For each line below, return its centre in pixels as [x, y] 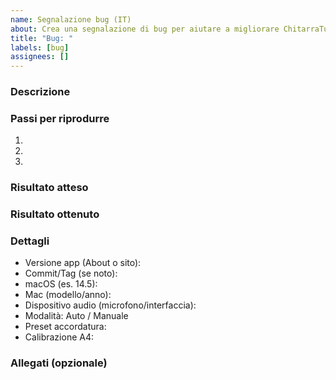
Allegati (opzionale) [59, 363]
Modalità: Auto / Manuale [76, 316]
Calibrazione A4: [59, 337]
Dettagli [30, 241]
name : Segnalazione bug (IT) [71, 19]
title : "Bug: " [42, 38]
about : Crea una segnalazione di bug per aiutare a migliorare [145, 29]
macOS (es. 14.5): [61, 284]
